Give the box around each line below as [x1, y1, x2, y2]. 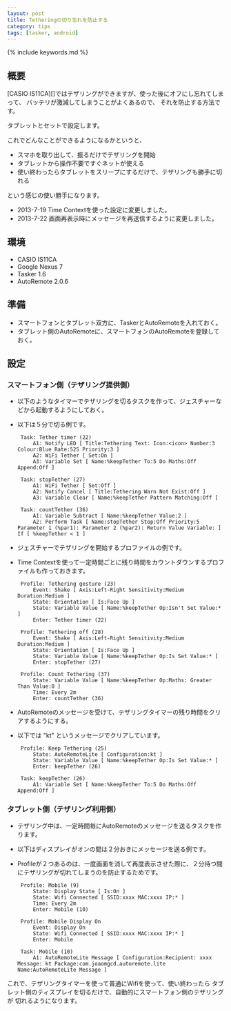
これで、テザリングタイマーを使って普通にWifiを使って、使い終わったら [7, 979, 210, 988]
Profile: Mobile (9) [20, 881, 79, 889]
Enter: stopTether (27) [32, 659, 101, 666]
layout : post [7, 10, 45, 17]
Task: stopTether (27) [20, 476, 86, 483]
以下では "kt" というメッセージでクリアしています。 [17, 731, 164, 739]
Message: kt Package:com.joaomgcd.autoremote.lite [17, 960, 166, 967]
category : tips [7, 23, 51, 30]
